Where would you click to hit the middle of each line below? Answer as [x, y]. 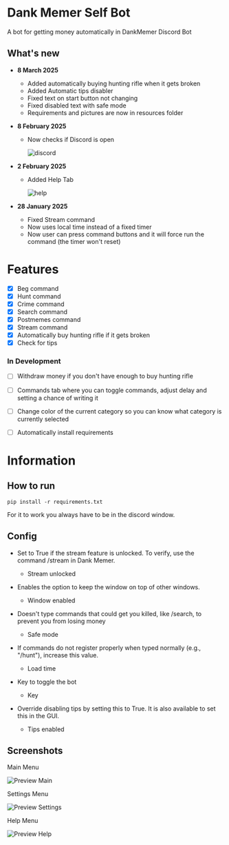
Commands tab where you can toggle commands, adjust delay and [112, 390]
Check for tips [37, 343]
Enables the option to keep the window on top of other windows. [109, 587]
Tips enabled [46, 729]
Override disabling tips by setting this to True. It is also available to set [116, 709]
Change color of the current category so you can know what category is [119, 411]
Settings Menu [28, 794]
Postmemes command [49, 319]
